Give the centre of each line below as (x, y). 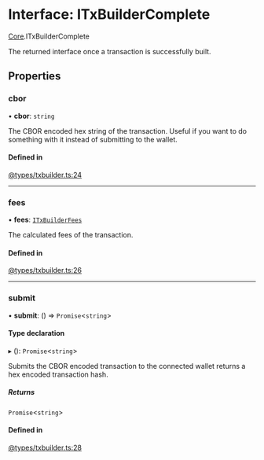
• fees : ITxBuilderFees (45, 220)
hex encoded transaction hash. (58, 374)
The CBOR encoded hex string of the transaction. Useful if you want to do (128, 131)
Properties (35, 76)
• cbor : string (31, 116)
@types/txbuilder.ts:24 (45, 175)
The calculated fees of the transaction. (71, 235)
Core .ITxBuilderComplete (49, 36)
